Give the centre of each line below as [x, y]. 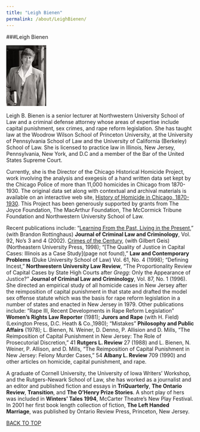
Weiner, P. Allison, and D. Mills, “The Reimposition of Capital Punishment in [98, 349]
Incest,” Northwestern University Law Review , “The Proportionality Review [99, 266]
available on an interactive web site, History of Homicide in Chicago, [90, 197]
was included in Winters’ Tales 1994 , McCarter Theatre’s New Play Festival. [100, 398]
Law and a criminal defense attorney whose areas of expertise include [93, 122]
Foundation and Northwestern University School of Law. [75, 216]
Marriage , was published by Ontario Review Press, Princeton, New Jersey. [98, 411]
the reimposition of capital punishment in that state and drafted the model [97, 291]
